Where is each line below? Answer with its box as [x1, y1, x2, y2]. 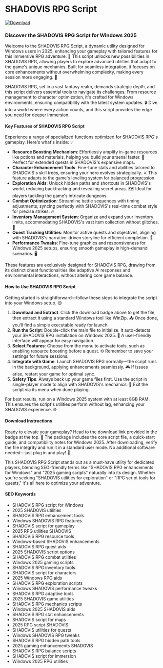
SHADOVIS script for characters [12, 570, 77, 576]
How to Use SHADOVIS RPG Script [5, 284, 76, 290]
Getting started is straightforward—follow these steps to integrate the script [5, 295, 157, 300]
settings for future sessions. [12, 353, 69, 359]
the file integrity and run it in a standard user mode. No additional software [5, 445, 155, 450]
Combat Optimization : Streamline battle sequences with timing [12, 198, 140, 204]
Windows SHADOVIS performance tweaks [12, 586, 98, 592]
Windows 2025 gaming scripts [12, 560, 74, 566]
